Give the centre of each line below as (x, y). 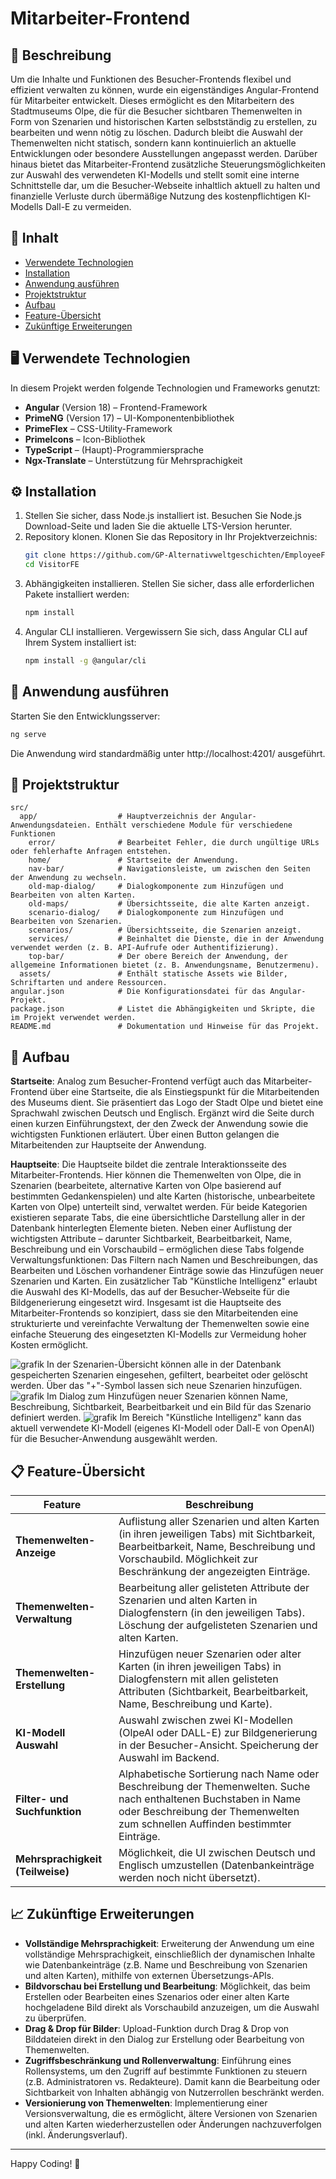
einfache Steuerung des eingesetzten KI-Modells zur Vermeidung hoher (158, 1334)
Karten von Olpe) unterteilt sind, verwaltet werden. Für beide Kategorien (159, 1207)
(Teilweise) (42, 1872)
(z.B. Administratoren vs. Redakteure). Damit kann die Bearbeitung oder (172, 2081)
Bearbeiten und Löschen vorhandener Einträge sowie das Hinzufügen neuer (167, 1271)
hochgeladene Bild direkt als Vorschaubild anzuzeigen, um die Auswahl (172, 2007)
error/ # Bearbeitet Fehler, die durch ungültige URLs (174, 843)
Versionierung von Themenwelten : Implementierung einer (146, 2103)
